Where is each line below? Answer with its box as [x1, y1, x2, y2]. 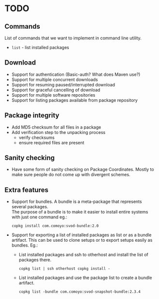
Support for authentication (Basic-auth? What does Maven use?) [11, 71, 141, 77]
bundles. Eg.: [11, 242, 38, 248]
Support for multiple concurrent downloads [11, 76, 98, 83]
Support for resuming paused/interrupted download [11, 82, 115, 87]
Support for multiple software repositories [11, 92, 95, 98]
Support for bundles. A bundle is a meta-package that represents [11, 199, 142, 204]
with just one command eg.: [11, 214, 67, 220]
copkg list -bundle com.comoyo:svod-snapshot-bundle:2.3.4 [18, 289, 141, 294]
